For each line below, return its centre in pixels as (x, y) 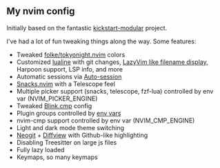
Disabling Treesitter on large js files (67, 142)
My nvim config (41, 11)
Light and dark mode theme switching (70, 127)
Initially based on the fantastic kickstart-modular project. (87, 28)
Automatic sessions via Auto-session (69, 76)
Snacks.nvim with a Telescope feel (66, 84)
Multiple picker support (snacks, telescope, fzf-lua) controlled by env (115, 91)
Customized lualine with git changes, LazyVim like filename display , (112, 62)
